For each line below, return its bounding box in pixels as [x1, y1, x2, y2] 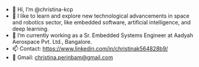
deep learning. [12, 25, 49, 32]
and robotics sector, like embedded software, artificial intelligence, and [12, 19, 191, 26]
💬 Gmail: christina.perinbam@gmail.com [12, 54, 114, 61]
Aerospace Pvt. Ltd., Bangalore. [12, 38, 93, 45]
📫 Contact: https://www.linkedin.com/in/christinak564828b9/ [12, 45, 168, 52]
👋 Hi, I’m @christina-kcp [12, 6, 73, 13]
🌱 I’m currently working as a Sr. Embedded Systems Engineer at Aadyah [12, 32, 194, 39]
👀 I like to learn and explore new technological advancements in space [12, 12, 190, 19]
